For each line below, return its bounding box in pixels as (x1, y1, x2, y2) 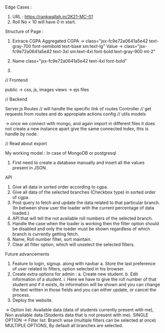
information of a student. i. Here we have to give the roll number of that (12, 276, 157, 282)
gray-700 (12, 43, 32, 49)
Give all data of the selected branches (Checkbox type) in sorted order (12, 189, 156, 195)
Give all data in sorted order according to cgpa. (12, 184, 108, 190)
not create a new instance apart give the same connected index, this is (5, 126, 149, 132)
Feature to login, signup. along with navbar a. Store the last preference (12, 261, 156, 266)
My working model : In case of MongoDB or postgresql (5, 150, 117, 156)
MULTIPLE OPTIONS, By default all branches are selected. (5, 323, 123, 328)
